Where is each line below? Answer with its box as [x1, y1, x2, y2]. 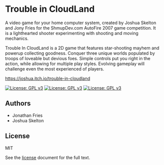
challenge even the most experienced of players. [5, 66, 104, 72]
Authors [5, 99, 31, 108]
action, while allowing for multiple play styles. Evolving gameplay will [5, 61, 145, 66]
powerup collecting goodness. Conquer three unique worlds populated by [5, 50, 155, 56]
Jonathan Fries [12, 112, 43, 118]
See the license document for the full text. [5, 154, 90, 161]
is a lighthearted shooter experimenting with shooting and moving [5, 30, 139, 36]
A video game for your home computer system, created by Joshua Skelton [5, 20, 157, 26]
